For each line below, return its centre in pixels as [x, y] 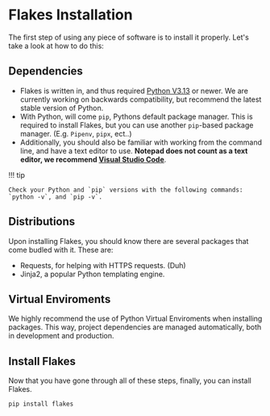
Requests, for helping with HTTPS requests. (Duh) [103, 265]
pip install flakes [41, 404]
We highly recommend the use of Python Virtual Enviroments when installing [135, 319]
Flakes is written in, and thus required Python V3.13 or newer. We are [134, 90]
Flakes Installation [71, 15]
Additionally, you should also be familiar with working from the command [141, 142]
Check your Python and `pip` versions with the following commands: [126, 190]
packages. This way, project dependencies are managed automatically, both [135, 327]
